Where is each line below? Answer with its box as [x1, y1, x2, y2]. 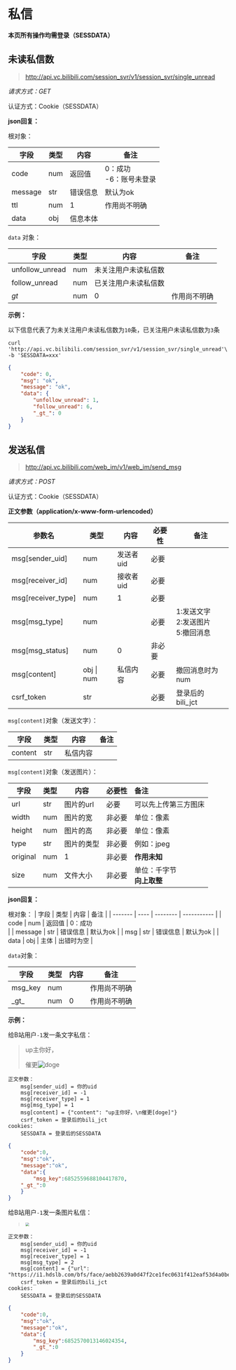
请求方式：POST [8, 478, 55, 486]
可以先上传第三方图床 [134, 800, 205, 810]
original [11, 852, 36, 861]
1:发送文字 [175, 607, 211, 617]
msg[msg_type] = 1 [20, 1102, 74, 1109]
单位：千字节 [134, 866, 177, 875]
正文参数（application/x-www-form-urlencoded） [8, 507, 157, 516]
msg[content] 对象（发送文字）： [8, 716, 98, 725]
